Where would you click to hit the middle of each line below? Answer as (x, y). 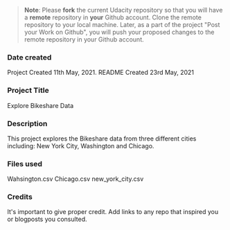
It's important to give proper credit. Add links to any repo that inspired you (113, 212)
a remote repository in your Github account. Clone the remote (113, 17)
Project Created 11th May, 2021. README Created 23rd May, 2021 (101, 73)
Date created (29, 57)
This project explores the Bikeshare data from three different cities (102, 139)
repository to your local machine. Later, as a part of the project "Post (122, 25)
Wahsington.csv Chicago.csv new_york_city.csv (76, 179)
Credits (20, 197)
